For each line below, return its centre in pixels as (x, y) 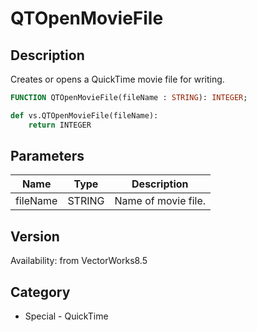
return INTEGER (60, 125)
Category (40, 292)
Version (35, 236)
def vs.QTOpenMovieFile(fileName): (84, 115)
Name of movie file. (160, 201)
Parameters (47, 156)
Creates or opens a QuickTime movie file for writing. (117, 79)
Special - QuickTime (66, 316)
